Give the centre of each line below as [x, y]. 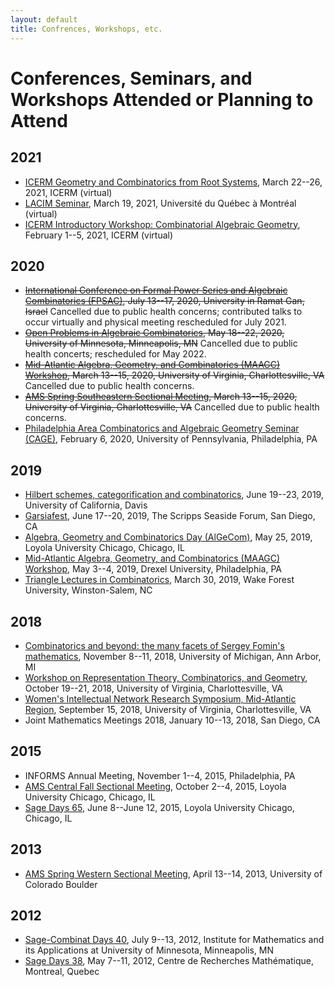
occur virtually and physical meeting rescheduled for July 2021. [155, 322]
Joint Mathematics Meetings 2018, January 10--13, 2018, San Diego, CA [172, 720]
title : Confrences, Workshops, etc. [86, 29]
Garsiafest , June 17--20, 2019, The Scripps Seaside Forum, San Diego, [170, 516]
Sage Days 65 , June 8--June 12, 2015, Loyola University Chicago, [159, 807]
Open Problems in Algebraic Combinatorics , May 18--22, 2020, [154, 333]
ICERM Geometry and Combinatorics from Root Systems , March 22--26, [173, 182]
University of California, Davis [86, 505]
